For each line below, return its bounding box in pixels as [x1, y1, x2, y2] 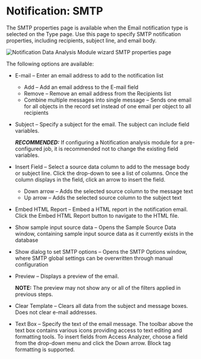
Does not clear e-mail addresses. [14, 308, 97, 316]
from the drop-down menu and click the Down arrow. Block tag [14, 339, 171, 346]
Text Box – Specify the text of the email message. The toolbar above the [14, 320, 193, 327]
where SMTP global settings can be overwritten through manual [14, 254, 173, 262]
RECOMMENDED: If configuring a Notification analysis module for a [14, 138, 183, 146]
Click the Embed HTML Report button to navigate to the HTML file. [14, 212, 179, 219]
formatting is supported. [14, 346, 75, 353]
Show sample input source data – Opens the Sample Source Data [14, 224, 176, 231]
